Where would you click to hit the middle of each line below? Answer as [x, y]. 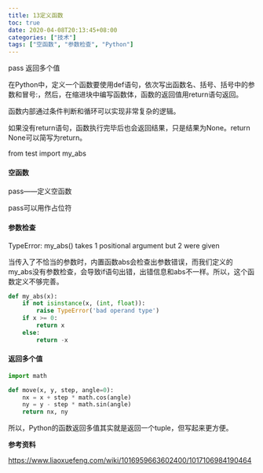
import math [27, 376]
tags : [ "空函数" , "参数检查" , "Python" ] [71, 45]
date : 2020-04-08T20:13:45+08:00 [63, 30]
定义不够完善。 [39, 281]
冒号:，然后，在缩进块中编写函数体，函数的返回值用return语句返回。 [132, 94]
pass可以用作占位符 [40, 208]
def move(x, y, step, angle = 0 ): [61, 390]
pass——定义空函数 [40, 191]
